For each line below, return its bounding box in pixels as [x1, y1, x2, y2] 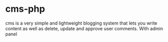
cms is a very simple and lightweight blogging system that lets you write [5, 20, 158, 26]
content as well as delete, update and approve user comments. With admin [5, 25, 163, 31]
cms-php [5, 3, 45, 15]
